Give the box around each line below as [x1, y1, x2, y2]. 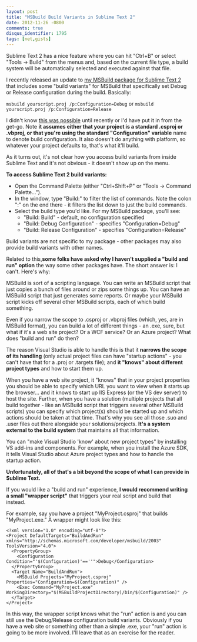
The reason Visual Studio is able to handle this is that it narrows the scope [6, 346, 187, 353]
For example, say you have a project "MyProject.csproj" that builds [6, 510, 168, 517]
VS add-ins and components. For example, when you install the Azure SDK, [6, 444, 189, 451]
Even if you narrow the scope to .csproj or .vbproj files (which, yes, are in [6, 316, 183, 323]
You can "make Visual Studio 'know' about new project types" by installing [6, 438, 187, 445]
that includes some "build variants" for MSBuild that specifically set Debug [6, 83, 187, 89]
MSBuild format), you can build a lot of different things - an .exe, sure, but [6, 322, 185, 329]
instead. [6, 499, 26, 505]
